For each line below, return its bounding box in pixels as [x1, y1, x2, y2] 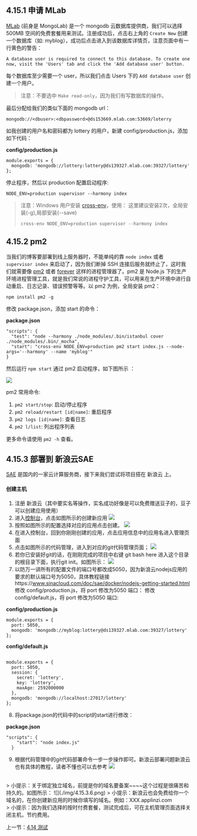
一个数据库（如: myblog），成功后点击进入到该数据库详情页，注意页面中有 [6, 37, 184, 44]
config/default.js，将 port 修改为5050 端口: [14, 594, 119, 601]
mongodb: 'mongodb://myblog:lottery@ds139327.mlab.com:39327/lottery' [11, 627, 188, 633]
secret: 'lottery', [16, 675, 64, 680]
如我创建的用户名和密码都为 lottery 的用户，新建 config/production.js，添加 [6, 127, 188, 134]
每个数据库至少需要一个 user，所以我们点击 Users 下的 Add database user [6, 72, 185, 79]
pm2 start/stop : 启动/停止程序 [14, 401, 88, 408]
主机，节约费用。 [11, 811, 53, 818]
